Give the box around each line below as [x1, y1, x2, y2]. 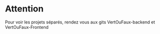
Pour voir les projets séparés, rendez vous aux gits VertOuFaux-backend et [5, 19, 155, 25]
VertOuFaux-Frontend [5, 24, 49, 30]
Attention [5, 3, 44, 14]
